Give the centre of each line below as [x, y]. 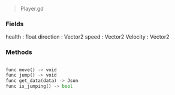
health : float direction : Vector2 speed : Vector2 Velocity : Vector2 [87, 37]
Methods [19, 52]
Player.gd [32, 9]
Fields [15, 24]
